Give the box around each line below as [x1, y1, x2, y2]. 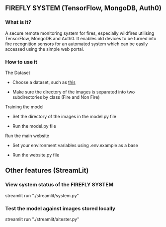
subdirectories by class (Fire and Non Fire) [12, 94, 100, 100]
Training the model [5, 104, 44, 110]
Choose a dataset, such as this [12, 79, 76, 85]
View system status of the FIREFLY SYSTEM [5, 181, 114, 188]
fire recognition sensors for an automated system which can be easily [5, 41, 148, 47]
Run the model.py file [12, 123, 56, 129]
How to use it [5, 58, 37, 65]
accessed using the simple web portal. [5, 46, 84, 52]
